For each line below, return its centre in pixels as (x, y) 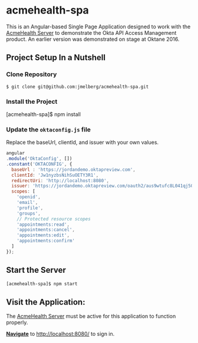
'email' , (27, 203)
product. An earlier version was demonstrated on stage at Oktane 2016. (93, 39)
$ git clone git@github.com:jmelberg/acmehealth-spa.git (77, 87)
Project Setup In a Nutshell (56, 57)
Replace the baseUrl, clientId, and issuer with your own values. (82, 143)
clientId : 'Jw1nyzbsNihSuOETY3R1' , (55, 175)
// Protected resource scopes (54, 219)
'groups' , (29, 213)
